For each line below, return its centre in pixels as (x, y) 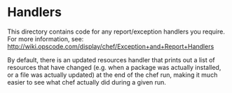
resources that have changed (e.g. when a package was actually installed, (114, 67)
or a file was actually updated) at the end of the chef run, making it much (112, 75)
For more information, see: (46, 38)
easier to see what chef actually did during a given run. (87, 82)
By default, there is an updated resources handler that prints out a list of (111, 59)
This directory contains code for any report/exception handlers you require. (116, 31)
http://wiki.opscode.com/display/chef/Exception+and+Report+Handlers (111, 46)
